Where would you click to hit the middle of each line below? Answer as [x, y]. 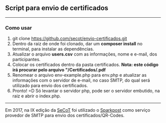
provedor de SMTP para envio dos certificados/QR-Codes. [65, 116]
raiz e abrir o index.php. [37, 96]
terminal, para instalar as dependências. [53, 49]
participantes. [26, 60]
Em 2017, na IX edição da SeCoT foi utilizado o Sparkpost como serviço [78, 110]
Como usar [19, 28]
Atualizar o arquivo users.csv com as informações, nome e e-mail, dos [84, 54]
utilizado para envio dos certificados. [50, 86]
